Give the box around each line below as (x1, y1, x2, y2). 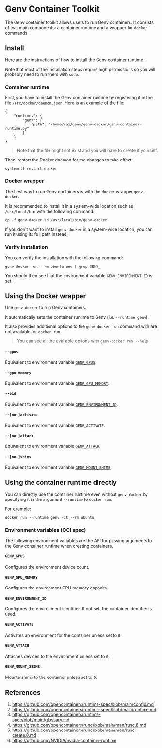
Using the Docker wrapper (5, 292, 86, 300)
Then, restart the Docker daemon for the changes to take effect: (5, 157, 133, 163)
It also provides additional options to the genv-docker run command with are (5, 323, 158, 329)
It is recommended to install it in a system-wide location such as (5, 203, 133, 209)
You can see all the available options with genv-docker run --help (16, 338, 149, 344)
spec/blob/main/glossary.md (12, 716, 70, 723)
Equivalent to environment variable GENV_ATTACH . (5, 444, 101, 449)
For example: (5, 506, 32, 512)
